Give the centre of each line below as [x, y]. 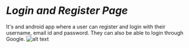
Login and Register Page [67, 11]
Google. [16, 39]
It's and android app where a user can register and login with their [86, 27]
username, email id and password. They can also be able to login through [95, 32]
